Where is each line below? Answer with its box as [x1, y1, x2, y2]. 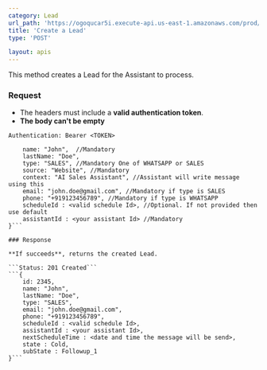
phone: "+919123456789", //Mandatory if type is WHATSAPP [22, 194, 219, 203]
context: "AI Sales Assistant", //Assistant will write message [22, 173, 240, 181]
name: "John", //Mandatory [22, 146, 115, 154]
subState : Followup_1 [22, 348, 98, 356]
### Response [8, 236, 52, 244]
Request [8, 90, 41, 101]
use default [8, 208, 48, 216]
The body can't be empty [19, 116, 106, 126]
